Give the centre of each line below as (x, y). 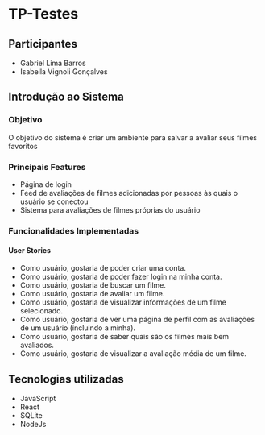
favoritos (23, 146)
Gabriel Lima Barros (53, 63)
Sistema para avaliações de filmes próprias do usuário (110, 209)
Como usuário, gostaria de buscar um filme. (93, 285)
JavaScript (38, 398)
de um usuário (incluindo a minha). (77, 328)
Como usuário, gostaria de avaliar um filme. (92, 294)
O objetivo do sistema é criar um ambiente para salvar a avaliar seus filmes (133, 137)
